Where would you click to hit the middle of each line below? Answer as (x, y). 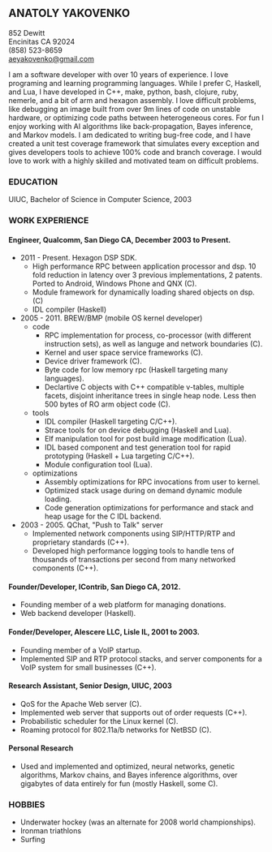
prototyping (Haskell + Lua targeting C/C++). (119, 456)
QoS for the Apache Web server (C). (81, 704)
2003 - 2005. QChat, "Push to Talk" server (92, 525)
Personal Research (41, 748)
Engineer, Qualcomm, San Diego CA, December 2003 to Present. (120, 239)
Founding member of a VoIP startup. (81, 650)
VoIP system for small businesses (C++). (88, 667)
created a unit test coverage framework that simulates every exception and (134, 143)
